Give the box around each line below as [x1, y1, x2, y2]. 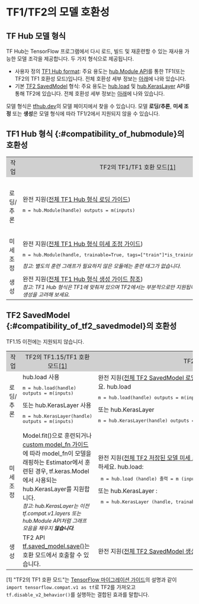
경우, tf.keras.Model [35, 467, 89, 475]
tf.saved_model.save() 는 [23, 542, 90, 550]
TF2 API [23, 533, 46, 542]
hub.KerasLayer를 [23, 485, 72, 493]
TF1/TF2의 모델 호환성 [6, 5, 110, 19]
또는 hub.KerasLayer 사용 [23, 401, 92, 409]
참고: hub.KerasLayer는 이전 [23, 502, 90, 509]
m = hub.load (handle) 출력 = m [100, 476, 179, 482]
